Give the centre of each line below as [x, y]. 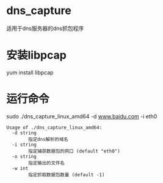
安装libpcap [37, 55]
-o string [24, 156]
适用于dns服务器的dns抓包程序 [45, 28]
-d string [24, 133]
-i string [24, 145]
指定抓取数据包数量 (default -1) [67, 174]
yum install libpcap [30, 72]
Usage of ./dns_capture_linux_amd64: [54, 127]
